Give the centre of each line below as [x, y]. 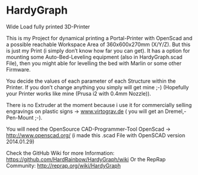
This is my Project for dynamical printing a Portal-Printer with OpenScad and [99, 38]
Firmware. [18, 69]
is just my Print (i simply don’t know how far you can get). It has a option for [98, 50]
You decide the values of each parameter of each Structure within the [91, 81]
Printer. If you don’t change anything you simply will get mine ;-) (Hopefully [98, 87]
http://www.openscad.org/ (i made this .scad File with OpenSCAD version [96, 135]
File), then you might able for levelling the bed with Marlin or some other [94, 63]
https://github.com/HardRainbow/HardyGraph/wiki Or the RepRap [86, 159]
